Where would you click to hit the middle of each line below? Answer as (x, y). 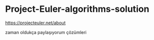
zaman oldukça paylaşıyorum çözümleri (46, 32)
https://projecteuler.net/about (35, 23)
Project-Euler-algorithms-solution (77, 9)
